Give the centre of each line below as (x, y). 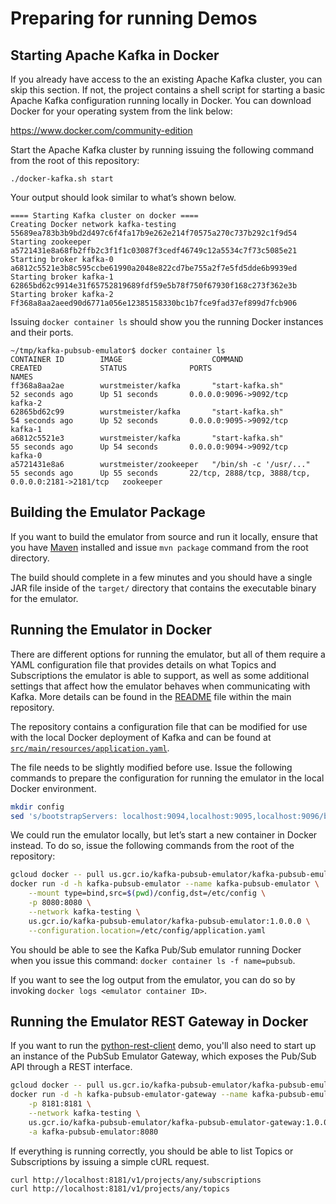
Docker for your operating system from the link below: (121, 111)
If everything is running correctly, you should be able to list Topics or (152, 1151)
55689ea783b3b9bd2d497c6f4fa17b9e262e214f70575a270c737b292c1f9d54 (154, 233)
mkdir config (37, 807)
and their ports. (42, 332)
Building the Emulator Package (108, 512)
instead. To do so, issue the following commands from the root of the (152, 846)
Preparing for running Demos (134, 18)
